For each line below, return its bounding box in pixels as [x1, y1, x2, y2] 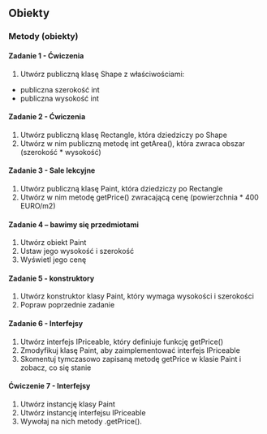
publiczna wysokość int [19, 93, 100, 103]
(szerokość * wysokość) [19, 147, 101, 157]
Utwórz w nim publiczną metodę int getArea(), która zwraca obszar [19, 138, 246, 148]
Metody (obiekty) [8, 31, 79, 42]
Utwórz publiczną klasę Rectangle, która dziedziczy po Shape [19, 130, 227, 140]
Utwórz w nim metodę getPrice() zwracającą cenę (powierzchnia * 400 [19, 192, 260, 202]
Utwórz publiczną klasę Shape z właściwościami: [19, 69, 185, 79]
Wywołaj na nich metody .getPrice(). [19, 416, 142, 426]
